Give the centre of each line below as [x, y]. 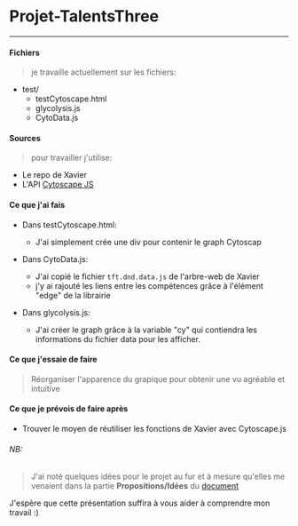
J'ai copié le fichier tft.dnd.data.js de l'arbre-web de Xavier [147, 276]
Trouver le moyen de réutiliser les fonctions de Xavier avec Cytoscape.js [154, 428]
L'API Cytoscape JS [58, 185]
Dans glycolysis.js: [56, 312]
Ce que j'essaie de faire [53, 359]
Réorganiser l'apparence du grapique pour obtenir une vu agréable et [158, 379]
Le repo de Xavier [54, 175]
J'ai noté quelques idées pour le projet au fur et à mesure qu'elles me [158, 476]
